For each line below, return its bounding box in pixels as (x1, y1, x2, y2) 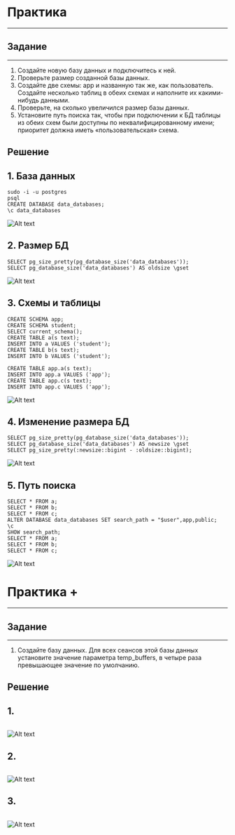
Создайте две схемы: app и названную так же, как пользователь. (17, 81, 214, 89)
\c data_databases (7, 206, 61, 214)
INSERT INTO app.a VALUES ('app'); (7, 371, 111, 378)
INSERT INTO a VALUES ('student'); (7, 340, 111, 348)
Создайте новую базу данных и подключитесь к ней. (17, 66, 176, 74)
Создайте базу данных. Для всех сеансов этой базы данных (17, 645, 199, 654)
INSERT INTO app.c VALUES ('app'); (7, 383, 111, 390)
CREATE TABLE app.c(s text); (7, 377, 92, 384)
